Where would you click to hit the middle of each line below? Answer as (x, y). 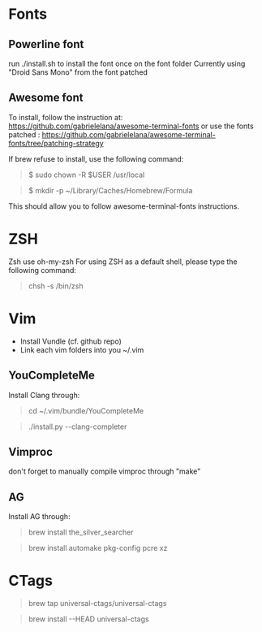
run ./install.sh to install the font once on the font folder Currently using (127, 63)
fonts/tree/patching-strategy (56, 143)
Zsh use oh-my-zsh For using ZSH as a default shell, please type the (123, 262)
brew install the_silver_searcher (81, 532)
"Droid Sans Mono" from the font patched (78, 72)
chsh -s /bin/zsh (56, 286)
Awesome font (46, 98)
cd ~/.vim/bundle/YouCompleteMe (86, 410)
